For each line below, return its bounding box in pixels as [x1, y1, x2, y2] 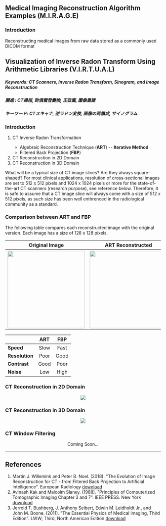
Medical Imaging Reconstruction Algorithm [5, 4, 141, 12]
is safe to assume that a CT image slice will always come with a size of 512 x [5, 191, 161, 197]
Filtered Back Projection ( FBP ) [19, 149, 82, 155]
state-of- [137, 180, 156, 186]
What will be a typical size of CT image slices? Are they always [5, 170, 133, 176]
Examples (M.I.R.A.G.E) [5, 12, 79, 20]
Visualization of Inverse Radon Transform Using [5, 57, 156, 66]
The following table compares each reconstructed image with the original [5, 225, 154, 231]
